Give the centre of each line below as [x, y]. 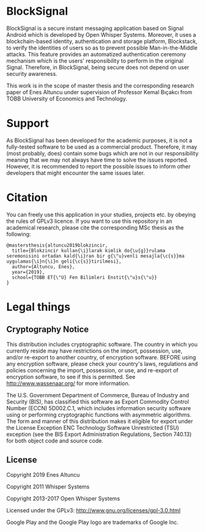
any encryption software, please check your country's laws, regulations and [102, 364]
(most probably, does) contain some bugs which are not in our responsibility [102, 153]
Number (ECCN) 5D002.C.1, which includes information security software [99, 408]
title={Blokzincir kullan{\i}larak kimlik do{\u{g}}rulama [89, 250]
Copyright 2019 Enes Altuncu [43, 474]
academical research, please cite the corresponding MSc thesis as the [95, 227]
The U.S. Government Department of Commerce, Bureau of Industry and [98, 395]
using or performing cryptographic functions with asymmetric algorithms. [99, 414]
